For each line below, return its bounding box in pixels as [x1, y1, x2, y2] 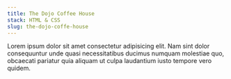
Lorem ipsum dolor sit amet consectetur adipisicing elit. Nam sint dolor [7, 42, 210, 51]
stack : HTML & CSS [7, 17, 61, 24]
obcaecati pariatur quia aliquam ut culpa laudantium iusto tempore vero [7, 57, 212, 65]
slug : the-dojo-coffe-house [7, 23, 89, 30]
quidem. [7, 64, 31, 73]
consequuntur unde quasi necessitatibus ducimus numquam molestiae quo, [7, 49, 225, 58]
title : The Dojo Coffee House [7, 10, 95, 17]
